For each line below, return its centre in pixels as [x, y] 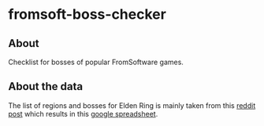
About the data [46, 86]
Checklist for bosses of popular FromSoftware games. [96, 62]
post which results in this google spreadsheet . [83, 113]
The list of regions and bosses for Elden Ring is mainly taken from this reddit [132, 105]
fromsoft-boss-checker [87, 14]
